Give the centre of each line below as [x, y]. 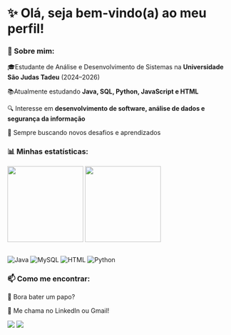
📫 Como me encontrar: [49, 279]
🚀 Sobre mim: [31, 51]
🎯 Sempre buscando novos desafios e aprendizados [84, 133]
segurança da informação [46, 119]
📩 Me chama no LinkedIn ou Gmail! [58, 311]
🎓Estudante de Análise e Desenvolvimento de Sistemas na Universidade [115, 67]
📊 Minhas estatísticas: [48, 151]
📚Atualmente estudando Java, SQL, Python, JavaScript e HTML [103, 91]
